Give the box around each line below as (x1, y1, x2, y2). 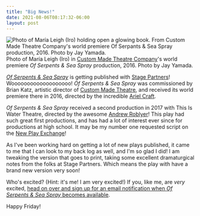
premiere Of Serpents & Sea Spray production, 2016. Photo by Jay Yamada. (6, 62, 193, 69)
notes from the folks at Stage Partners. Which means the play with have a (6, 160, 188, 168)
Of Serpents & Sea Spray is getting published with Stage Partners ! (6, 73, 171, 81)
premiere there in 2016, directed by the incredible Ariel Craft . (6, 92, 156, 100)
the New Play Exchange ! (6, 130, 67, 137)
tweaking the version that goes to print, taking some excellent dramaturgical (6, 154, 195, 161)
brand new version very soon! (6, 167, 80, 174)
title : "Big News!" (6, 8, 55, 15)
